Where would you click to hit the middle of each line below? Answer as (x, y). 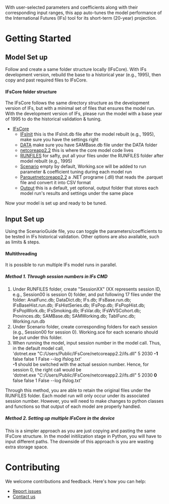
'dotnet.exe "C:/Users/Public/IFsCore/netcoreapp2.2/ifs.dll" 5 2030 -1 (85, 354)
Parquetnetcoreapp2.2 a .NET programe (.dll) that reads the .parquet (91, 177)
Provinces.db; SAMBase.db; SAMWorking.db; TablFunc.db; (74, 316)
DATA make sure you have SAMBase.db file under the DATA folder (89, 145)
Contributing (33, 467)
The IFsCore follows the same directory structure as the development (77, 103)
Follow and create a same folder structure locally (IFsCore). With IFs (76, 69)
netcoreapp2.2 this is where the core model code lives (77, 150)
